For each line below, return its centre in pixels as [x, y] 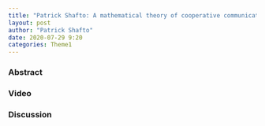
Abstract [26, 72]
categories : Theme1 [40, 45]
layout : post [30, 23]
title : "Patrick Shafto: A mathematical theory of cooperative [114, 15]
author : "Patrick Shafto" [50, 30]
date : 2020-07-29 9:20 [45, 37]
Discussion [30, 114]
